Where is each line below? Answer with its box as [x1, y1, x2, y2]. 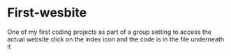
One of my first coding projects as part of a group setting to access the [7, 28, 211, 36]
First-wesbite [7, 5, 87, 21]
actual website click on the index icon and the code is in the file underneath [7, 35, 225, 43]
